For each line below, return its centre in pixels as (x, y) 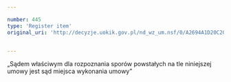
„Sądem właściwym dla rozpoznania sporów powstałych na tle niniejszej (109, 64)
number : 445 (24, 19)
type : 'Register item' (40, 26)
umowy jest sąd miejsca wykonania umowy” (70, 71)
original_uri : (27, 32)
